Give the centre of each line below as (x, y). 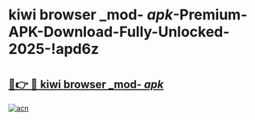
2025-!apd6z (53, 49)
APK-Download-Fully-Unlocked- (119, 32)
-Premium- (210, 15)
